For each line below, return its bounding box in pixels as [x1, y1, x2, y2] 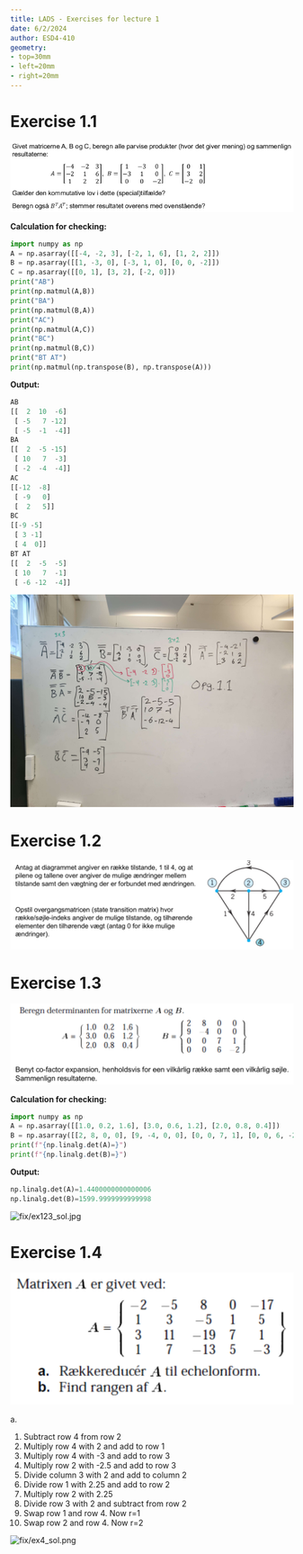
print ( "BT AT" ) [10, 354, 67, 363]
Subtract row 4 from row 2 [22, 1432, 122, 1442]
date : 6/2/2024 [10, 23, 67, 33]
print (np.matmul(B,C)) [10, 344, 95, 353]
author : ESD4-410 [10, 33, 76, 42]
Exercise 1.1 [10, 112, 98, 132]
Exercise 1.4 [10, 1242, 102, 1262]
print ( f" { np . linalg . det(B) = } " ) [10, 1150, 128, 1159]
